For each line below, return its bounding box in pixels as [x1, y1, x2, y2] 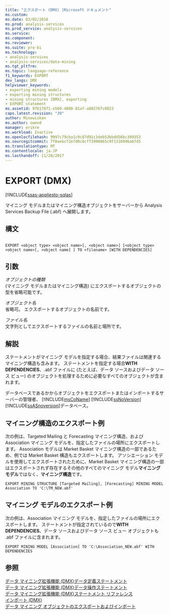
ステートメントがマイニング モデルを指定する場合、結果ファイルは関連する [5, 354, 161, 360]
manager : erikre [5, 125, 39, 130]
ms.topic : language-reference [5, 69, 69, 74]
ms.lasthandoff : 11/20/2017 [5, 153, 65, 158]
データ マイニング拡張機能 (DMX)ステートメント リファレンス [5, 590, 133, 597]
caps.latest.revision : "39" [5, 111, 65, 116]
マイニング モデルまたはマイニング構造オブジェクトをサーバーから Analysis [5, 202, 162, 208]
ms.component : [5, 36, 35, 41]
